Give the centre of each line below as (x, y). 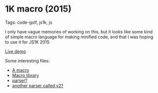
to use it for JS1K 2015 (27, 42)
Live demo (16, 51)
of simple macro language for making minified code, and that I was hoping (79, 37)
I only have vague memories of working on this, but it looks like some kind (79, 31)
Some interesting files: (27, 61)
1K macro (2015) (38, 9)
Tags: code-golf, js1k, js (29, 22)
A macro (20, 70)
